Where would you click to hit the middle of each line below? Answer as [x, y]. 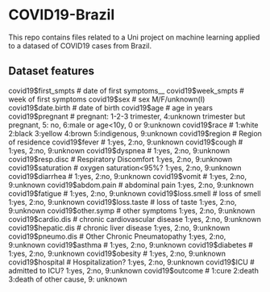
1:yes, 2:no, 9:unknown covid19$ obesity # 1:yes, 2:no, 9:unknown [117, 253]
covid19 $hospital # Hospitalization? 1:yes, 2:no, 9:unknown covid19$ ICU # [132, 262]
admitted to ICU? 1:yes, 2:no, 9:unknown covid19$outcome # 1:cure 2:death [134, 270]
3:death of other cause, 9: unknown [68, 279]
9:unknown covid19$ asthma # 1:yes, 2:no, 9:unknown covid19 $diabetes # [131, 244]
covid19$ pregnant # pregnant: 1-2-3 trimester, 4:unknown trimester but [127, 116]
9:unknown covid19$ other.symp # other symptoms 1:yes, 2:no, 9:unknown [132, 211]
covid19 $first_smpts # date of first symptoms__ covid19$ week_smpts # [126, 90]
